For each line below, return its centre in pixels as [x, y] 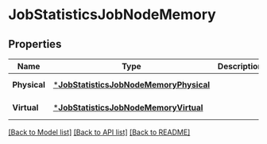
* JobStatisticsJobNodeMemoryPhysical [132, 85]
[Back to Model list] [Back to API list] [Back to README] [99, 132]
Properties [35, 44]
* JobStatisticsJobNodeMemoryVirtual [128, 107]
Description [240, 66]
